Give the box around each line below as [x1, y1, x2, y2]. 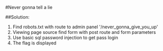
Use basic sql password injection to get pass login [12, 35, 118, 40]
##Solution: [5, 14, 30, 20]
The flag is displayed [12, 40, 57, 46]
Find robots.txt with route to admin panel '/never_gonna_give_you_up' [12, 24, 158, 30]
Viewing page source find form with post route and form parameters [12, 29, 156, 35]
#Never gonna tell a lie [5, 5, 52, 10]
